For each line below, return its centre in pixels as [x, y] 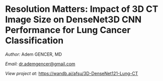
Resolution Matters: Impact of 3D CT [82, 9]
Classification [34, 41]
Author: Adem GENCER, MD [33, 54]
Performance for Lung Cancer [68, 30]
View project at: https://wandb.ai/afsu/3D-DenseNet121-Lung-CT [72, 73]
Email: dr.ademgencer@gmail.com [40, 64]
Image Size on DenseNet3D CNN [73, 20]
